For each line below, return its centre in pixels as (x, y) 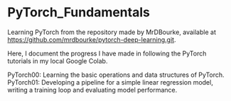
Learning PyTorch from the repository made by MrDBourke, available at (112, 32)
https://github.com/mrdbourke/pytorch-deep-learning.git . (92, 39)
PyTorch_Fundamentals (79, 12)
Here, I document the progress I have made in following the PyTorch (107, 53)
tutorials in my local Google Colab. (58, 60)
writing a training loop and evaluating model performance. (92, 90)
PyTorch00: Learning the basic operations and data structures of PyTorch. (116, 75)
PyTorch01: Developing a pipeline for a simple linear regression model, (110, 82)
